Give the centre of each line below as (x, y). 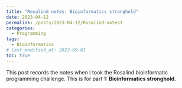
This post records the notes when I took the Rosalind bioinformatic (87, 72)
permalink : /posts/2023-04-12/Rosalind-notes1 (64, 22)
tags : (13, 39)
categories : (21, 28)
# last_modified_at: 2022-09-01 (46, 50)
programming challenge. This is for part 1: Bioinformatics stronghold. (91, 79)
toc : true (18, 56)
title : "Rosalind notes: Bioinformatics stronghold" (72, 12)
